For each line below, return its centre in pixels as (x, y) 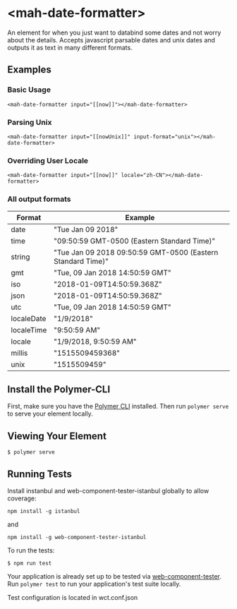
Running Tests (39, 474)
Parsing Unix (30, 122)
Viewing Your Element (57, 436)
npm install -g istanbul (44, 511)
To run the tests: (31, 550)
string (20, 257)
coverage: (22, 498)
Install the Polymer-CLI (59, 389)
